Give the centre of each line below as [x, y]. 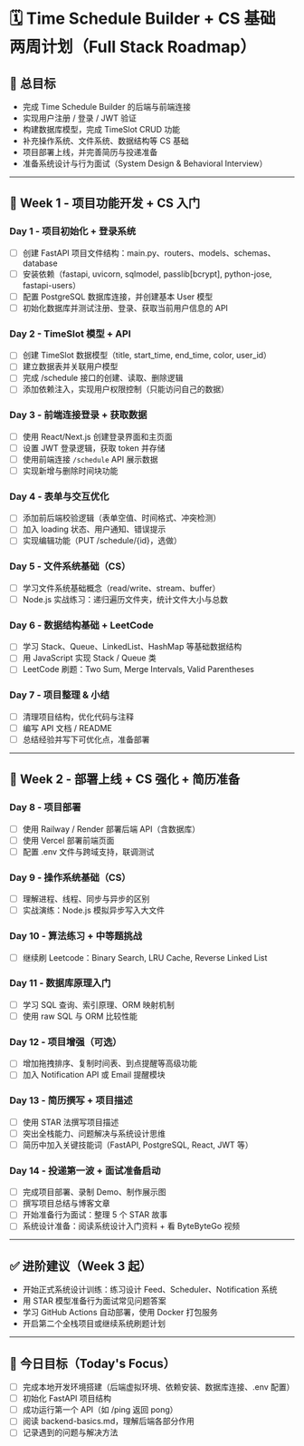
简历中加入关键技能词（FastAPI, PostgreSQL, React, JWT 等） [138, 1145]
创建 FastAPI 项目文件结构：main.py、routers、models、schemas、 [149, 253]
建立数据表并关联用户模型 [70, 366]
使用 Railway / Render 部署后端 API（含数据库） [111, 829]
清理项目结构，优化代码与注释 [78, 717]
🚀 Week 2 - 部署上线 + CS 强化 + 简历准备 [125, 780]
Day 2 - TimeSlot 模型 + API [70, 334]
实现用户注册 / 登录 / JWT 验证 [80, 118]
